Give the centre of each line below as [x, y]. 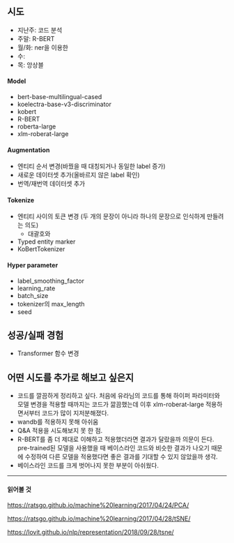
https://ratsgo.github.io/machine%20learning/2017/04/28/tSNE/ [99, 519]
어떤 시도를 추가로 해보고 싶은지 [71, 377]
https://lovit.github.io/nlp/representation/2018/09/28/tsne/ [91, 533]
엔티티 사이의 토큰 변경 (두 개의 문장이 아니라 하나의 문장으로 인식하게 [111, 216]
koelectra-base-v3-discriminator [64, 104]
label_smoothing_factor [51, 281]
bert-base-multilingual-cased [60, 97]
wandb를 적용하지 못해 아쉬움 [58, 422]
